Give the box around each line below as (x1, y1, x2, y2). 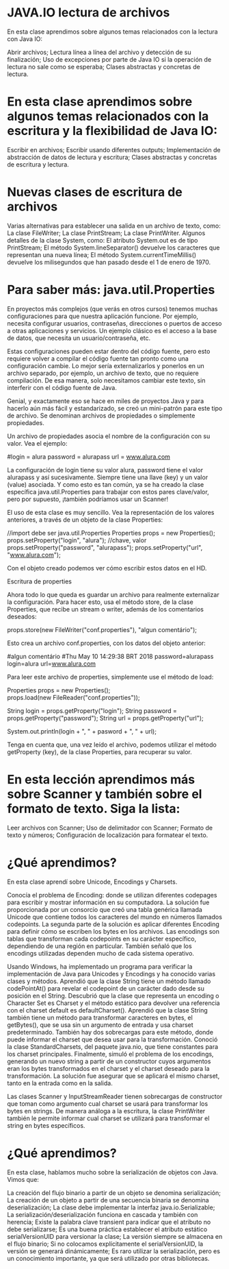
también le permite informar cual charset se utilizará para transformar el (7, 1114, 210, 1122)
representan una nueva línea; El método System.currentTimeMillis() (7, 250, 197, 258)
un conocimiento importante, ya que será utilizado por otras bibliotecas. (7, 1254, 210, 1262)
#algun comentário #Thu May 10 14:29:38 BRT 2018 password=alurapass (7, 652, 214, 660)
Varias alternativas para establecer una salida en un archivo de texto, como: (7, 221, 221, 230)
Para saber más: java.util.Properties (7, 282, 215, 298)
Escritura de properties (7, 577, 72, 585)
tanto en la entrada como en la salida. (7, 1078, 113, 1087)
